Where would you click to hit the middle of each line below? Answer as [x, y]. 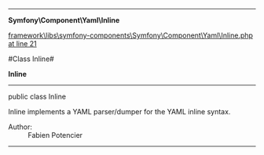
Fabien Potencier [55, 135]
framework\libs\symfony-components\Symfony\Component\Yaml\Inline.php [131, 35]
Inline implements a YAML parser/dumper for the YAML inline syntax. [119, 112]
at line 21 [22, 43]
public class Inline [37, 96]
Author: [20, 127]
